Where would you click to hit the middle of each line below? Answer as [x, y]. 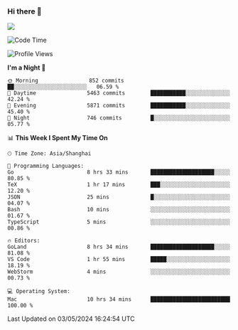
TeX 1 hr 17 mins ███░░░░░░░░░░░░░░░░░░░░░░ [119, 185]
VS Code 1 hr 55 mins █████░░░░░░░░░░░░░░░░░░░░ [119, 260]
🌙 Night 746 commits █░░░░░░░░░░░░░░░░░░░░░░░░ [119, 118]
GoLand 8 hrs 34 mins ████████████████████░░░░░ [119, 247]
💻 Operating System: [39, 292]
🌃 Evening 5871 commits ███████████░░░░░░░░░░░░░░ [119, 106]
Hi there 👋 [25, 11]
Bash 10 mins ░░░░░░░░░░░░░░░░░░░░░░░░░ [119, 210]
